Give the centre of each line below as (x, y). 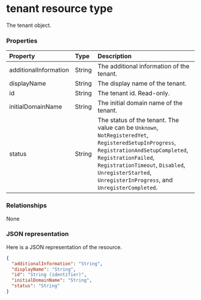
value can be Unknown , (128, 128)
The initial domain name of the (140, 103)
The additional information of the (144, 66)
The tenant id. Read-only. (134, 93)
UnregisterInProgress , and (135, 180)
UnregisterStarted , (124, 172)
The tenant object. (29, 25)
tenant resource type (60, 9)
